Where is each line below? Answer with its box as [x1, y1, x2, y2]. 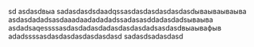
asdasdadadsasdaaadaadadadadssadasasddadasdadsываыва [8, 15, 214, 24]
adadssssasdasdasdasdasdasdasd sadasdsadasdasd [8, 31, 184, 41]
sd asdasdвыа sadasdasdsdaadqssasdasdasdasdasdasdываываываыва [8, 7, 247, 16]
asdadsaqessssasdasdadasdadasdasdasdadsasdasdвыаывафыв [8, 23, 222, 32]
